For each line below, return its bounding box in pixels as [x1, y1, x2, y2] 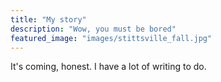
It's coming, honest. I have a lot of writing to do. [10, 61, 207, 73]
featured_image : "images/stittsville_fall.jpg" [10, 33, 213, 43]
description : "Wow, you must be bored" [10, 24, 177, 34]
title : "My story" [10, 14, 87, 25]
